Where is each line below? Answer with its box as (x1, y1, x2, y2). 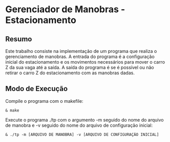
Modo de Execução (5, 84, 68, 93)
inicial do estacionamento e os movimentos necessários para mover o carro (5, 59, 165, 65)
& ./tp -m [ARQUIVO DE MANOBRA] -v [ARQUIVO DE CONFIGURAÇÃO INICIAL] (5, 132, 159, 137)
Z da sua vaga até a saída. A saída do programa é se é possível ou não (5, 65, 155, 70)
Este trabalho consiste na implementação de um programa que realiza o (5, 48, 157, 54)
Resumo (5, 35, 32, 43)
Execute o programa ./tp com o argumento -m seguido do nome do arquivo (5, 117, 164, 123)
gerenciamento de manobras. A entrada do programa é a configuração (5, 53, 155, 60)
